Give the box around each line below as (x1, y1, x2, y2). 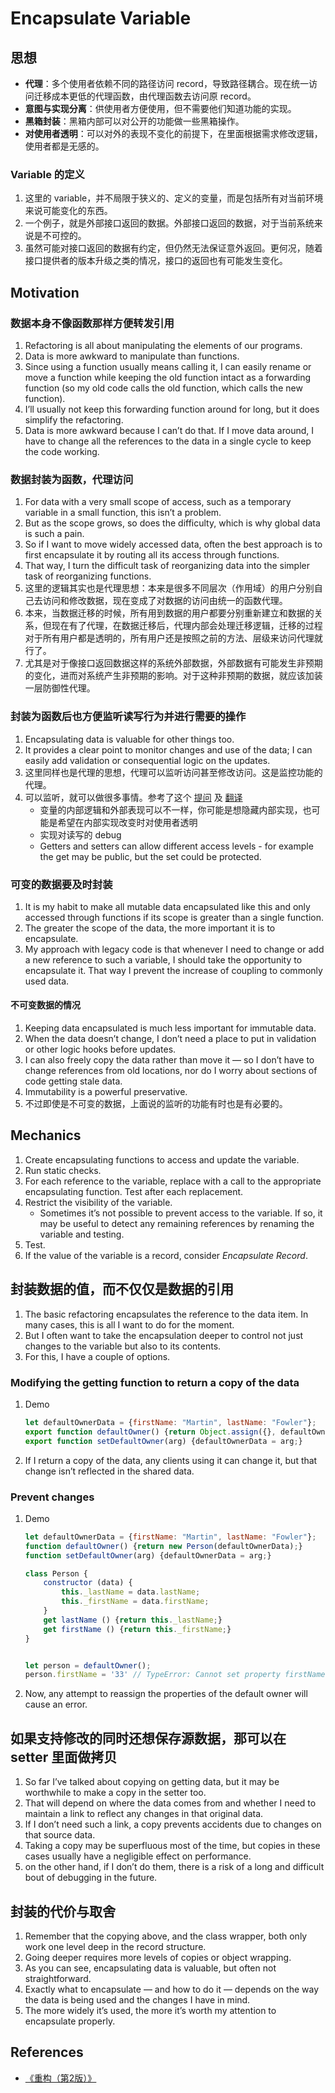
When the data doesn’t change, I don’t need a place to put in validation (24, 1033, 317, 1045)
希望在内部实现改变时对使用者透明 (57, 816, 198, 828)
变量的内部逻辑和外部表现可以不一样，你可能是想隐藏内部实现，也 (39, 803, 312, 816)
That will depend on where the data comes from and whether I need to (24, 1797, 317, 1809)
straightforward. (24, 1972, 92, 1984)
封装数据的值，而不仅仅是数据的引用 (10, 1281, 234, 1298)
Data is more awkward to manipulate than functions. (24, 350, 240, 362)
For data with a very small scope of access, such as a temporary (24, 496, 292, 508)
